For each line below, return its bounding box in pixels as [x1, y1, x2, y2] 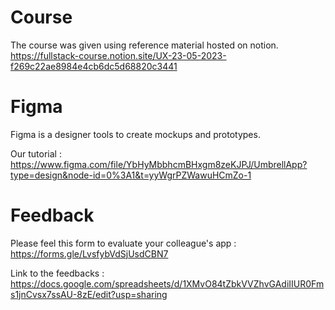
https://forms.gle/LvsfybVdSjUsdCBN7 [10, 247, 169, 260]
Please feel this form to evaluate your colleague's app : [10, 237, 237, 249]
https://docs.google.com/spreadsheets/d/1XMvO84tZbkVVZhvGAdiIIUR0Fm [10, 277, 325, 290]
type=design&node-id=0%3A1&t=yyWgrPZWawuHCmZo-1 [10, 169, 252, 181]
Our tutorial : [10, 147, 62, 160]
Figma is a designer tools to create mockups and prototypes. [10, 128, 261, 140]
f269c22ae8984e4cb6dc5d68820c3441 [10, 60, 178, 72]
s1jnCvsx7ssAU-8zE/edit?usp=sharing [10, 288, 168, 300]
